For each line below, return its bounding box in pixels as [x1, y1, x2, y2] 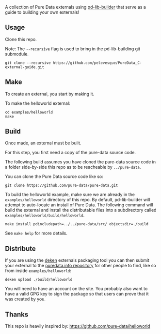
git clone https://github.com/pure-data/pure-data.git [5, 183, 118, 188]
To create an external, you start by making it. [5, 91, 95, 97]
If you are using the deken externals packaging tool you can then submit [5, 257, 149, 263]
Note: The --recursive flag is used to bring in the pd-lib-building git [5, 46, 141, 52]
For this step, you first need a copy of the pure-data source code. [5, 150, 136, 156]
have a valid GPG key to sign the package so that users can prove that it [5, 291, 149, 297]
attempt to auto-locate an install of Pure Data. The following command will [5, 202, 153, 208]
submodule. [5, 51, 29, 57]
